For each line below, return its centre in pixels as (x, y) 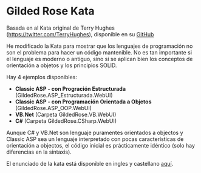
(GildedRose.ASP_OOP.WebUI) (53, 108)
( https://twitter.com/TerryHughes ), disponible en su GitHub (80, 34)
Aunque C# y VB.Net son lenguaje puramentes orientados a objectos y (95, 132)
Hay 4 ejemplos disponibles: (42, 77)
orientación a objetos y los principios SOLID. (62, 65)
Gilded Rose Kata (51, 11)
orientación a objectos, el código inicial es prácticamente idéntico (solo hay (101, 145)
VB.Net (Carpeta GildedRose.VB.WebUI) (66, 114)
